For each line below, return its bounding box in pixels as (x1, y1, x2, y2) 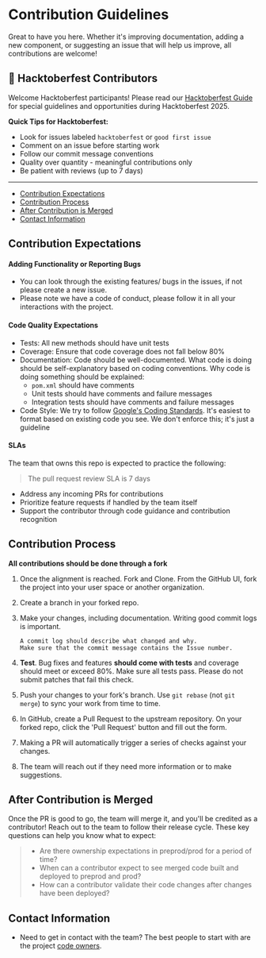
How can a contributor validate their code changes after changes (39, 880, 252, 890)
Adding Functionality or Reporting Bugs (8, 259, 141, 268)
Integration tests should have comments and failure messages (31, 397, 235, 407)
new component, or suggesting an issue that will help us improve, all (8, 40, 232, 49)
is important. (19, 621, 62, 631)
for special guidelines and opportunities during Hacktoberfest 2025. (8, 101, 230, 110)
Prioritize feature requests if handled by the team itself (19, 497, 198, 507)
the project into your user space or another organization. (19, 582, 204, 592)
